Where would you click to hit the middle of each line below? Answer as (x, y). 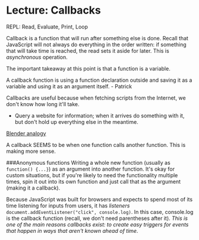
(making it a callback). (33, 188)
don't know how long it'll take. (43, 104)
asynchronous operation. (37, 57)
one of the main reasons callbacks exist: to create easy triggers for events (97, 224)
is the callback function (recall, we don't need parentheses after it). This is (97, 218)
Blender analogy (26, 133)
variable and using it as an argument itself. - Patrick (69, 86)
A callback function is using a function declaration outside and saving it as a (99, 80)
